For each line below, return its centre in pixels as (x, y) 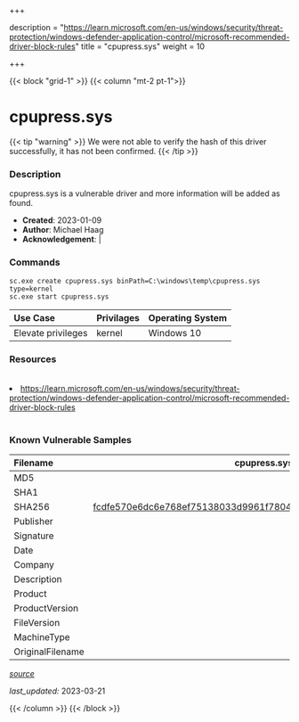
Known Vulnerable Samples (70, 439)
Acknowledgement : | (62, 239)
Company (34, 565)
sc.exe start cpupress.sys (59, 296)
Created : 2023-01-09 (62, 220)
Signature (34, 536)
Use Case (35, 317)
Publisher (33, 521)
